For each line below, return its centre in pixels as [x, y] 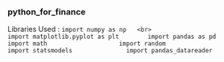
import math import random [87, 44]
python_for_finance [47, 12]
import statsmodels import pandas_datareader [110, 51]
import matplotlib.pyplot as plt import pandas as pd [112, 37]
